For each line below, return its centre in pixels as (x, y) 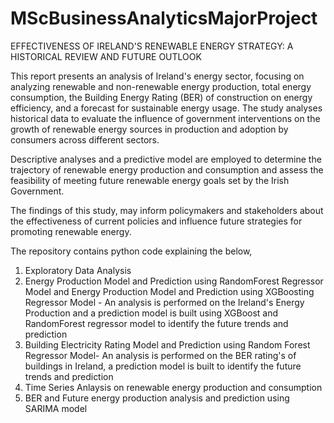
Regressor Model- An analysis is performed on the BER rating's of (160, 355)
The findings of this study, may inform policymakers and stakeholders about (167, 210)
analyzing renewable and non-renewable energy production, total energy (161, 86)
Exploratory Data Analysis (78, 270)
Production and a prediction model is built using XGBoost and (151, 313)
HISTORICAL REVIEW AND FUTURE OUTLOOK (106, 56)
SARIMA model (56, 408)
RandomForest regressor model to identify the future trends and (156, 323)
